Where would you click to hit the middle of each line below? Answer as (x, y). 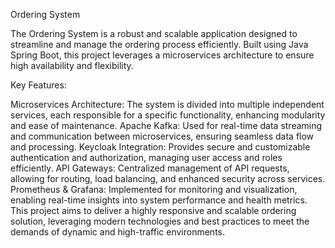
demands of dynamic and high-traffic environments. (117, 232)
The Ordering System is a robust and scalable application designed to (154, 33)
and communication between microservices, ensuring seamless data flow (162, 136)
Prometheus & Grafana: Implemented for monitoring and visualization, (154, 189)
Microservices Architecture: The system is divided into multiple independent (167, 104)
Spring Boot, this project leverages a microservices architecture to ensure (162, 55)
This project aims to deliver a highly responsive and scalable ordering (153, 210)
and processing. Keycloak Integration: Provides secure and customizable (160, 147)
